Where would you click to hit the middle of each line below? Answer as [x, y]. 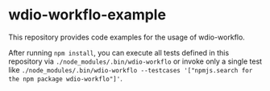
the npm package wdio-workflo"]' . [65, 78]
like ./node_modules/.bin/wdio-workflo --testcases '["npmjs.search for [131, 69]
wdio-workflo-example [87, 15]
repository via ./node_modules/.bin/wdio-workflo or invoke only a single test [135, 61]
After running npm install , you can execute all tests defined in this [119, 52]
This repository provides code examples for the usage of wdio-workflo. [127, 37]
